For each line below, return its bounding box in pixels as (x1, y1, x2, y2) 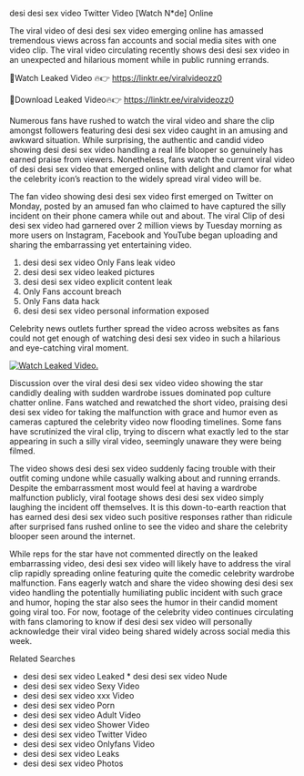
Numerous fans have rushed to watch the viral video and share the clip (9, 116, 275, 126)
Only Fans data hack (22, 296, 100, 306)
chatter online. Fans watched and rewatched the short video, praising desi (9, 397, 289, 408)
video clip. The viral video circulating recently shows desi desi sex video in (9, 45, 289, 56)
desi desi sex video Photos (22, 758, 124, 769)
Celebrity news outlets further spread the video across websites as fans (9, 323, 279, 333)
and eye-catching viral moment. (9, 342, 129, 353)
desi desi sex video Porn (22, 700, 116, 710)
